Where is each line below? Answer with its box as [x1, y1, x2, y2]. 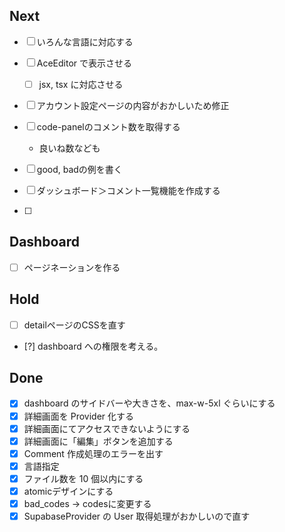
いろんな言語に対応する [36, 35, 134, 48]
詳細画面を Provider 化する [23, 410, 135, 422]
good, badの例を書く [36, 163, 123, 175]
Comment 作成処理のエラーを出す [23, 447, 164, 459]
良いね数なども [38, 142, 101, 154]
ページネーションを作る [23, 261, 121, 273]
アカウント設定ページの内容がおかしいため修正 [36, 99, 230, 111]
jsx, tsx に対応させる [38, 78, 124, 90]
